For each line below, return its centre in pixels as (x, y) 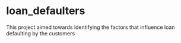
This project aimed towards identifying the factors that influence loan (90, 27)
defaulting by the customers (41, 33)
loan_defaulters (46, 11)
